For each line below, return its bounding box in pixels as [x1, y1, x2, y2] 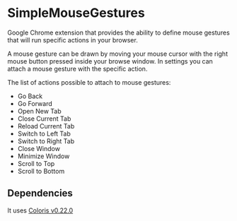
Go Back [17, 92, 43, 100]
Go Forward [17, 99, 52, 107]
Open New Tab [17, 107, 62, 115]
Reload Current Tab [17, 121, 75, 130]
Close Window [17, 144, 60, 153]
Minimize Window [17, 152, 70, 160]
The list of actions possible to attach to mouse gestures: [7, 78, 171, 86]
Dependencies [7, 187, 73, 199]
